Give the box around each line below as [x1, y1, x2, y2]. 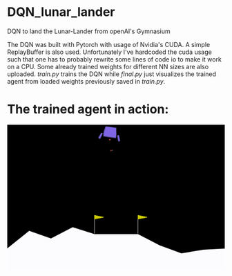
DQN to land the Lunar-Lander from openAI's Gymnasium [7, 27, 171, 35]
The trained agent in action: [7, 102, 169, 118]
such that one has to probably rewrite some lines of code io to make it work [7, 55, 222, 63]
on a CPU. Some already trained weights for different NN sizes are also [7, 62, 209, 71]
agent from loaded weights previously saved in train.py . [7, 77, 166, 85]
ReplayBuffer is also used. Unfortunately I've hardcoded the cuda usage [7, 48, 212, 56]
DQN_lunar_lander [7, 4, 115, 20]
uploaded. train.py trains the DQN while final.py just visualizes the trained [7, 70, 216, 78]
